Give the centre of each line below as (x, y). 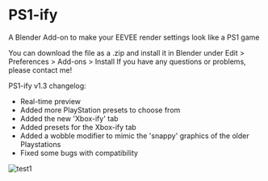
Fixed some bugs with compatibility (79, 153)
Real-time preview (50, 101)
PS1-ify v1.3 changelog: (47, 86)
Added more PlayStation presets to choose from (100, 110)
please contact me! (40, 69)
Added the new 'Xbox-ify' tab (69, 118)
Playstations (40, 144)
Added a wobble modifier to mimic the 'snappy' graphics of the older (134, 136)
